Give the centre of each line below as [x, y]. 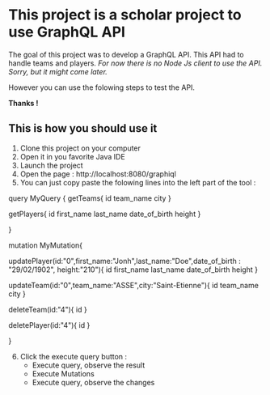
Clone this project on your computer [80, 148]
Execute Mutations [63, 373]
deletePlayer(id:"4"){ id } [49, 325]
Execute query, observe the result [89, 365]
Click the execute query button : [74, 356]
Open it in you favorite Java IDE [72, 156]
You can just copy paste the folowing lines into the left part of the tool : [138, 182]
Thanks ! [23, 103]
